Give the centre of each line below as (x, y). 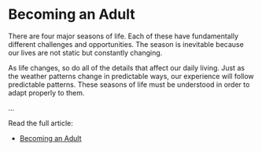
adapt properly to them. (46, 92)
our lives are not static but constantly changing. (85, 52)
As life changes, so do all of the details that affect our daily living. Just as (127, 67)
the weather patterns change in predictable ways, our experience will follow (131, 76)
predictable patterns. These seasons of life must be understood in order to (129, 84)
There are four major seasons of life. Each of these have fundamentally (123, 36)
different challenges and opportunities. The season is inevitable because (126, 44)
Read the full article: (41, 123)
